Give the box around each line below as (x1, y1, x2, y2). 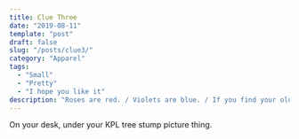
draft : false (9, 37, 58, 47)
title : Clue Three (9, 12, 77, 22)
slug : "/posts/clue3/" (9, 46, 93, 55)
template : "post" (9, 29, 74, 38)
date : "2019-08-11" (9, 21, 82, 30)
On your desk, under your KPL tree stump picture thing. (9, 120, 213, 130)
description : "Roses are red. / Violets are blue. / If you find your (9, 95, 277, 104)
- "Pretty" (17, 79, 58, 88)
